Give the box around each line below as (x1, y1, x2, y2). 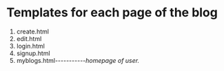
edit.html (16, 34, 42, 42)
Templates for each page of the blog (6, 5, 218, 20)
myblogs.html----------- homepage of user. (16, 56, 139, 64)
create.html (16, 27, 50, 35)
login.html (16, 42, 45, 50)
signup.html (16, 49, 50, 57)
